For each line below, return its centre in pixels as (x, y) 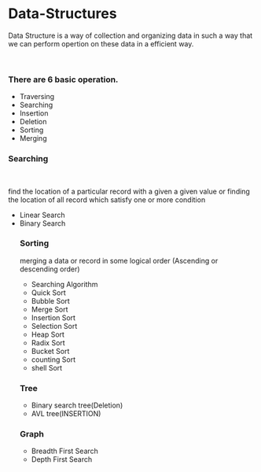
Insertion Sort (53, 317)
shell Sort (47, 367)
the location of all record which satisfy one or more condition (107, 199)
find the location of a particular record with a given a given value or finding (129, 191)
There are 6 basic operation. (63, 79)
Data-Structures (62, 14)
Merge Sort (50, 309)
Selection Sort (54, 326)
